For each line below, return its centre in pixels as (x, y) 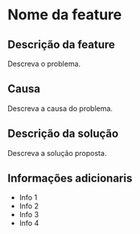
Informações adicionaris (70, 179)
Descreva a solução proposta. (57, 153)
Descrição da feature (62, 45)
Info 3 (29, 215)
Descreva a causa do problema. (60, 108)
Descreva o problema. (44, 64)
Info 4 (29, 224)
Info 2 (29, 206)
